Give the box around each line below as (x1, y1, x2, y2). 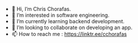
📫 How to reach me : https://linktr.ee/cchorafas (11, 31, 127, 37)
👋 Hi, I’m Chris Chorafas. (11, 6, 71, 12)
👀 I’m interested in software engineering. (11, 12, 110, 19)
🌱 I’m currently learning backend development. (11, 18, 125, 24)
